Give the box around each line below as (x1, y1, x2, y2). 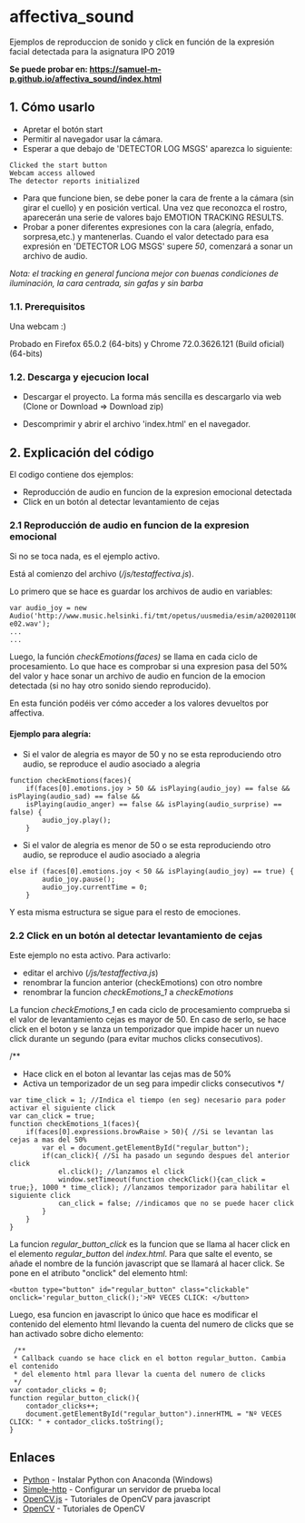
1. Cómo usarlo (9, 100, 95, 115)
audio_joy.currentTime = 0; (42, 883, 148, 892)
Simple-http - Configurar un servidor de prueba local (22, 1483, 221, 1495)
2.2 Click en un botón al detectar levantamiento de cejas (9, 929, 263, 942)
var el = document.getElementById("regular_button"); (42, 1142, 250, 1152)
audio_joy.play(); (42, 816, 112, 825)
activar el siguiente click (9, 1103, 116, 1113)
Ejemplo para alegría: (9, 728, 92, 739)
